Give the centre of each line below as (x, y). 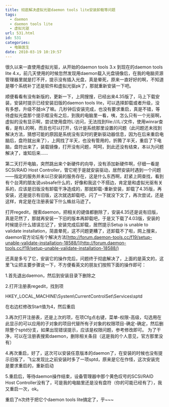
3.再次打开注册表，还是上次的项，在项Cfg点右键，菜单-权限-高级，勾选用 (81, 317)
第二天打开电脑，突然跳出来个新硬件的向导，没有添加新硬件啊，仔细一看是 (82, 163)
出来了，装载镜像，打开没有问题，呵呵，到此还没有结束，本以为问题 (93, 147)
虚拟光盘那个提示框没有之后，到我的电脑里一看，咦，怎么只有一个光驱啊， (87, 115)
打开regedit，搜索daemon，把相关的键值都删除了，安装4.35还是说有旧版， (83, 212)
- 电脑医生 (20, 47)
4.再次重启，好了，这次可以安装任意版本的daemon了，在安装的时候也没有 (82, 353)
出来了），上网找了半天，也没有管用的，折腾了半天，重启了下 (94, 140)
